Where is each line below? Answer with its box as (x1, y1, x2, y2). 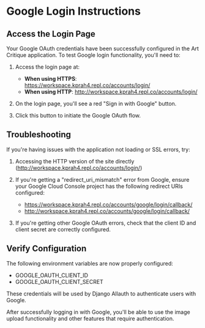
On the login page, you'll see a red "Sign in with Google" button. (15, 100, 177, 107)
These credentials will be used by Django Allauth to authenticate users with (6, 289, 196, 297)
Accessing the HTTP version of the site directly (15, 157, 135, 165)
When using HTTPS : (24, 75, 77, 82)
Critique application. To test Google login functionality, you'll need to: (6, 51, 181, 59)
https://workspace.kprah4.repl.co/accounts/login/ (24, 81, 151, 89)
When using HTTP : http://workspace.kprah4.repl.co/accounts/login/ (24, 88, 198, 95)
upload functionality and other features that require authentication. (6, 315, 174, 322)
